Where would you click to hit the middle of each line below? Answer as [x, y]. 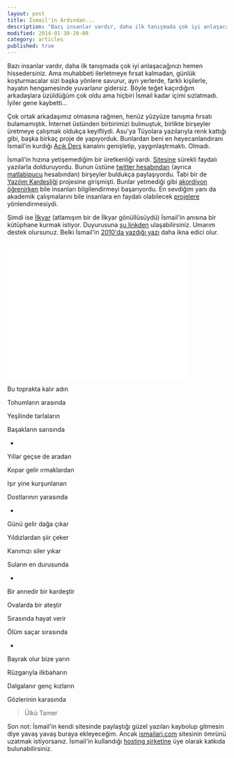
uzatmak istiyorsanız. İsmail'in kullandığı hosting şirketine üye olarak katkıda [116, 741]
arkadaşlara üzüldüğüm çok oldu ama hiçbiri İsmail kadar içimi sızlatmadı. [112, 95]
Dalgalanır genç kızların [41, 686]
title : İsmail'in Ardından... [51, 20]
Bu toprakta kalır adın [38, 389]
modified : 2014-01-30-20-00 [48, 33]
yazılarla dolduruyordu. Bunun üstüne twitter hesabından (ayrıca [99, 167]
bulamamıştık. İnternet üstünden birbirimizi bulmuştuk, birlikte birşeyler [109, 124]
